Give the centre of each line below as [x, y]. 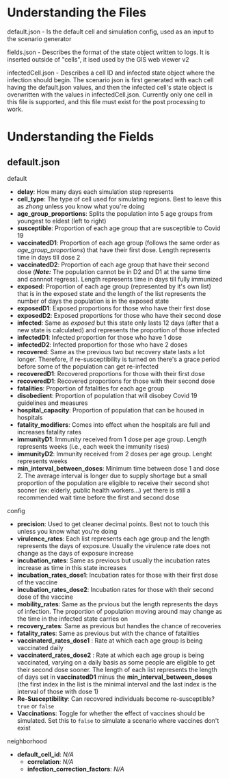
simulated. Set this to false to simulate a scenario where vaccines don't [118, 720]
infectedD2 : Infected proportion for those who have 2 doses [102, 345]
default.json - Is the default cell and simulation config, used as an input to [110, 32]
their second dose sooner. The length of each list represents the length [117, 669]
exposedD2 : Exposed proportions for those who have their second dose [119, 315]
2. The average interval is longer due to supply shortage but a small [112, 475]
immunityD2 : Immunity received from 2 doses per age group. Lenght [114, 454]
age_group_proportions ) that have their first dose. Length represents [113, 250]
